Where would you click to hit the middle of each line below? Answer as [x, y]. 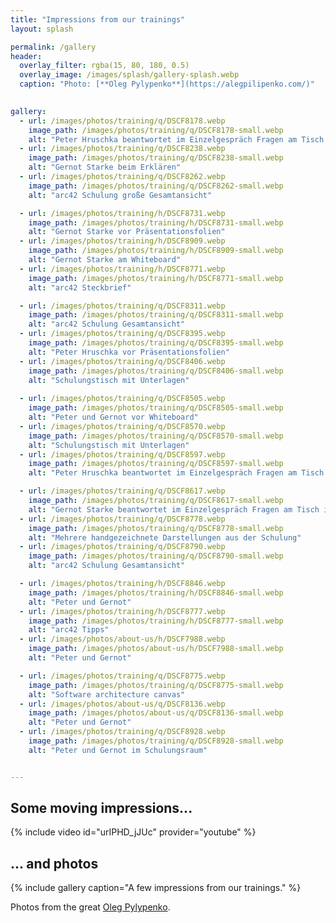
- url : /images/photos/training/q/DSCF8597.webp [122, 454]
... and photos [54, 863]
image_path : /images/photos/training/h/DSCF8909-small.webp [156, 251]
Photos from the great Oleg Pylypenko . [90, 907]
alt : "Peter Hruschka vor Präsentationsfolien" [129, 352]
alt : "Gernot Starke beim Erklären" [105, 167]
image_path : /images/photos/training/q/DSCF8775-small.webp [156, 685]
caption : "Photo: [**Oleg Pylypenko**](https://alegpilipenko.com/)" [167, 84]
